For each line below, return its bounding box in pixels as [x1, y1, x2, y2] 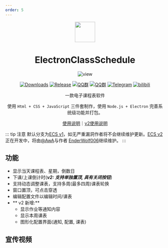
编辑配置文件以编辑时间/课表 [12, 194, 72, 200]
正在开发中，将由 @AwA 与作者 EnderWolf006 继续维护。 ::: [5, 137, 127, 143]
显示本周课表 [20, 212, 47, 219]
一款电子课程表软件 [65, 92, 105, 98]
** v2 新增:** [12, 200, 40, 206]
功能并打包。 [75, 109, 103, 115]
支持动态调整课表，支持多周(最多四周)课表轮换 [12, 181, 110, 187]
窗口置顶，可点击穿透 [12, 187, 57, 193]
